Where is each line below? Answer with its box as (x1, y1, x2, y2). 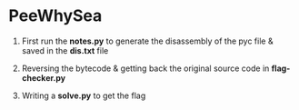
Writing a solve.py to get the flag (21, 90, 146, 101)
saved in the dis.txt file (21, 45, 109, 55)
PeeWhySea (8, 5, 103, 26)
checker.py (21, 72, 65, 83)
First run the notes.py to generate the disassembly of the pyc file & (21, 35, 274, 46)
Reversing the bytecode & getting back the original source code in (21, 63, 270, 74)
